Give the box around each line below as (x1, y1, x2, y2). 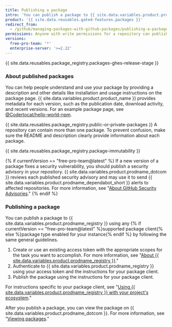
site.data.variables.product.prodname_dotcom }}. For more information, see (5, 310, 165, 316)
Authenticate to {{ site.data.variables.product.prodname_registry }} (12, 263, 155, 270)
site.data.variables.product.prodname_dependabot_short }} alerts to (5, 179, 148, 185)
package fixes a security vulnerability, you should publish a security (5, 163, 148, 169)
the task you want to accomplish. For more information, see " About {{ (12, 252, 159, 258)
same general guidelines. (5, 237, 58, 243)
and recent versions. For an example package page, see (5, 106, 124, 112)
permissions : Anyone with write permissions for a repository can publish (5, 31, 168, 36)
